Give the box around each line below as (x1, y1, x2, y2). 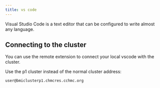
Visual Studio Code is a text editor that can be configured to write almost (5, 21, 155, 27)
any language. (5, 26, 34, 32)
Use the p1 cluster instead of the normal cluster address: (5, 69, 121, 75)
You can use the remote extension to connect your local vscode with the (5, 54, 154, 60)
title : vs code (5, 7, 37, 12)
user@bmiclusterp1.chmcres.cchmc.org (5, 78, 84, 84)
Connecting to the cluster (5, 41, 86, 49)
